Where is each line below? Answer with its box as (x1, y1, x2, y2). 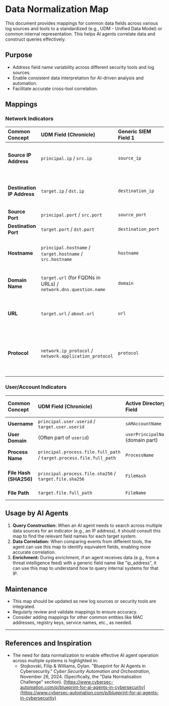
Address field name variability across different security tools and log (12, 64, 154, 70)
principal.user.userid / (38, 417, 96, 424)
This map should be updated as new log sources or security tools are (12, 598, 156, 604)
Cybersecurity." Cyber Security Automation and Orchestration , (20, 668, 150, 674)
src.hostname (41, 256, 72, 262)
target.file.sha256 (38, 476, 84, 482)
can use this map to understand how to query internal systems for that (12, 565, 158, 571)
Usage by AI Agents (5, 509, 69, 517)
